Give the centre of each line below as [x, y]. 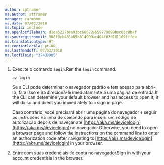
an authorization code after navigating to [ [54, 138]
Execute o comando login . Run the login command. [64, 69]
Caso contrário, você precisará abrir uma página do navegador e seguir [84, 112]
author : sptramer [23, 10]
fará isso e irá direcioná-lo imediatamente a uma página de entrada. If [88, 92]
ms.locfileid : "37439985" [31, 55]
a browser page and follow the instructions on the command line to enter [85, 133]
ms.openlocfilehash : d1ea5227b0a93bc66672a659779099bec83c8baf [71, 32]
